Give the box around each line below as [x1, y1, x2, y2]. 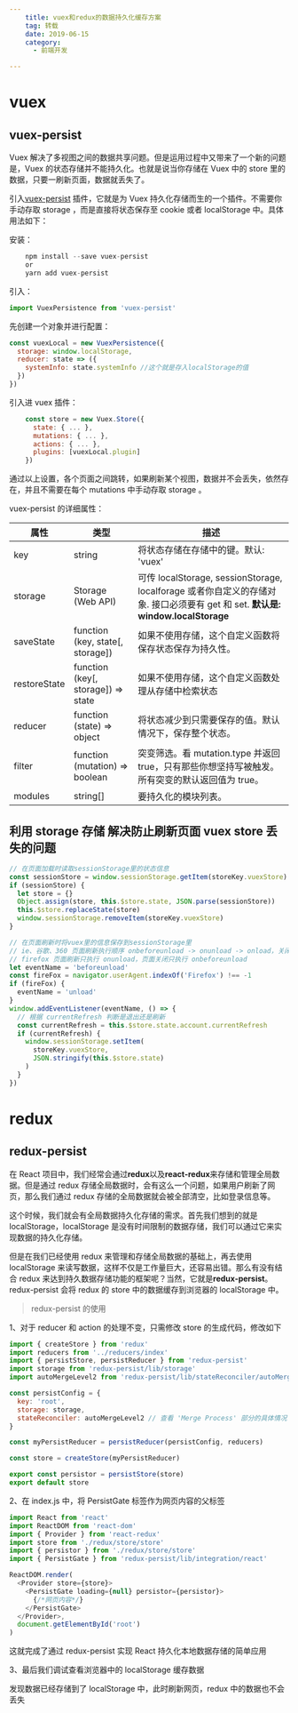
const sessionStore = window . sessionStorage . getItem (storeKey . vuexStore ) [9, 872, 288, 881]
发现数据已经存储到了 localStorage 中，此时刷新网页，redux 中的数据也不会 [9, 1684, 286, 1694]
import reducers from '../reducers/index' [9, 1348, 169, 1357]
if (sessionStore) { [9, 881, 86, 890]
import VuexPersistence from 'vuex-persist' [9, 303, 176, 312]
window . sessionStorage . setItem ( [25, 1037, 145, 1046]
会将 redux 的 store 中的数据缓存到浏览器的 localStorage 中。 [60, 1284, 284, 1294]
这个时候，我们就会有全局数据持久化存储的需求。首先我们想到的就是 [9, 1210, 258, 1221]
